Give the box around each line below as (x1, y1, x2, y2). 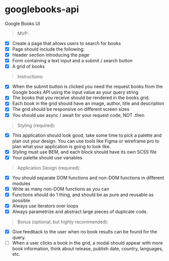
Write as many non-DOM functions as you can (12, 185, 109, 192)
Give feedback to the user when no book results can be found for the (12, 229, 157, 235)
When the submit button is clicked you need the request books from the (12, 83, 163, 90)
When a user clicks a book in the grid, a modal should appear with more (12, 240, 163, 246)
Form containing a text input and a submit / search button (12, 58, 133, 64)
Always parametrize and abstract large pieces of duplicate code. (12, 208, 148, 215)
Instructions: (17, 74, 44, 80)
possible (12, 197, 31, 203)
